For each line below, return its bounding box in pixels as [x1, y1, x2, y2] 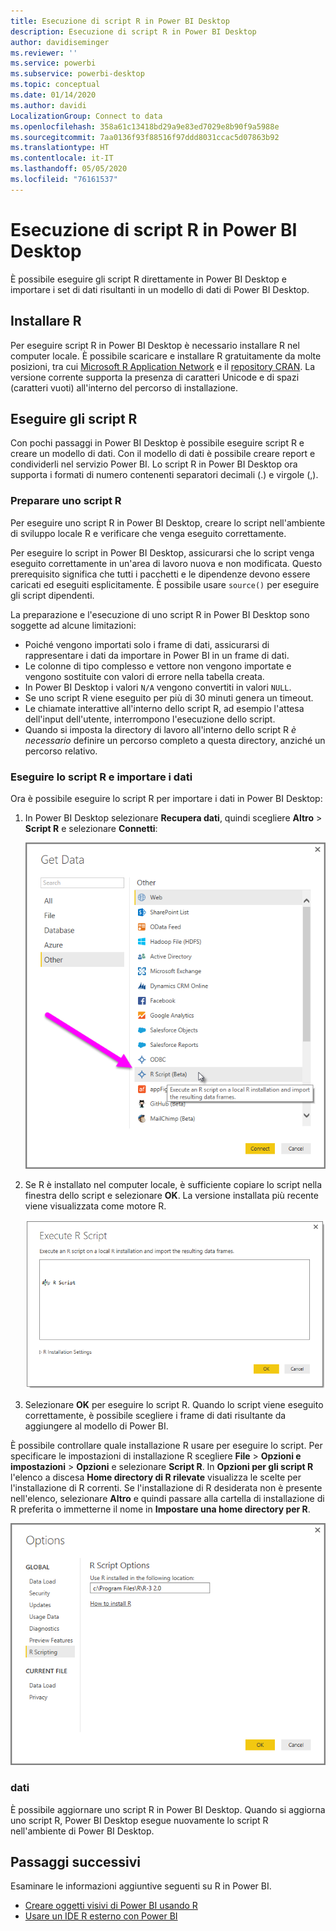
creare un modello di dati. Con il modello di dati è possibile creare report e [10, 448, 316, 460]
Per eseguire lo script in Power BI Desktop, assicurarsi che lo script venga [10, 546, 315, 559]
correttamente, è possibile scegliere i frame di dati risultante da [24, 1409, 287, 1421]
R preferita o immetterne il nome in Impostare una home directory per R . [10, 1503, 311, 1515]
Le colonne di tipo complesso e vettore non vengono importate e [24, 660, 292, 672]
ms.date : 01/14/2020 [10, 90, 97, 100]
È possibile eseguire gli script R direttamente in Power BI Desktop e [10, 273, 287, 285]
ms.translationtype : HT [10, 143, 110, 153]
